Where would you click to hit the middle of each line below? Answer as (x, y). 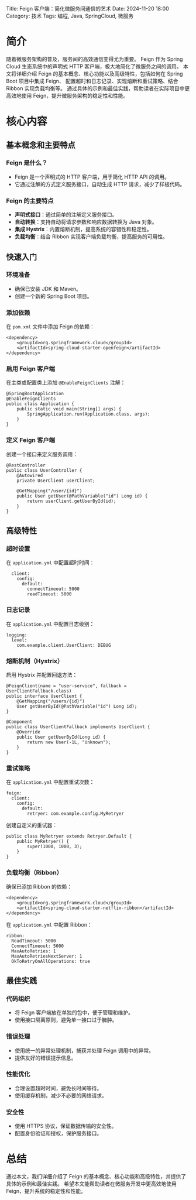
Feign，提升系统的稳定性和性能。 (46, 1191)
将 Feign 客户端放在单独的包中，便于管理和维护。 (74, 1013)
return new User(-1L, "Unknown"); (69, 742)
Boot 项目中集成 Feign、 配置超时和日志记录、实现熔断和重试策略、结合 (92, 81)
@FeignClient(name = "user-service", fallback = (66, 686)
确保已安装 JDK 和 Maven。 (48, 289)
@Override (29, 732)
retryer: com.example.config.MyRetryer (76, 814)
